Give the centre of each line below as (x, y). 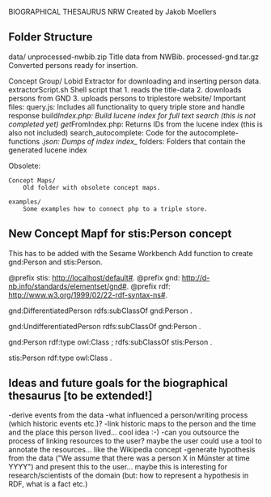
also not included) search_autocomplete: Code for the (98, 132)
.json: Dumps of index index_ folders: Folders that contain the (144, 141)
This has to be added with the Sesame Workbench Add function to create (131, 253)
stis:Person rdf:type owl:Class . (60, 358)
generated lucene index (48, 150)
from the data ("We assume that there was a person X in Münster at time (129, 458)
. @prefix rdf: (148, 286)
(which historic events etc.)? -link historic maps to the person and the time (132, 424)
